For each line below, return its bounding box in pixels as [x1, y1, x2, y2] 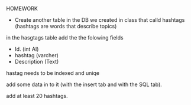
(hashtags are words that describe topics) [14, 23, 117, 29]
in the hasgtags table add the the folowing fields [6, 34, 124, 41]
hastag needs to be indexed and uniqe [6, 70, 99, 76]
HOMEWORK [6, 5, 38, 12]
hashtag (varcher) [14, 52, 59, 58]
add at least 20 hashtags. [6, 93, 68, 99]
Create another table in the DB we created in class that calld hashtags [14, 17, 185, 23]
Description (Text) [14, 58, 59, 65]
